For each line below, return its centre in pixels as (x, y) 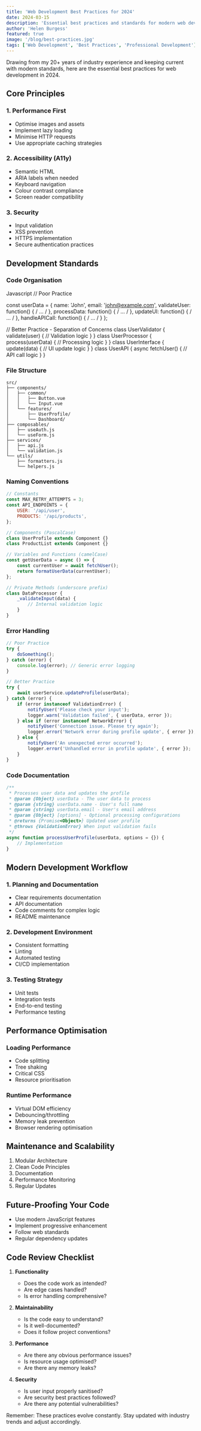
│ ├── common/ (26, 393)
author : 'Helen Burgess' (37, 28)
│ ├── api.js (25, 446)
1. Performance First (36, 111)
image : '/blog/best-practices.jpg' (51, 40)
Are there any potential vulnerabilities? (71, 1404)
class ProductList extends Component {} (57, 544)
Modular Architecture (41, 1161)
